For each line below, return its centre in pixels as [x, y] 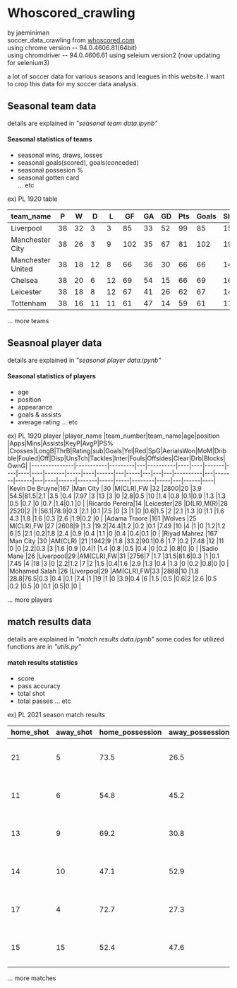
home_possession [130, 732]
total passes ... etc [44, 701]
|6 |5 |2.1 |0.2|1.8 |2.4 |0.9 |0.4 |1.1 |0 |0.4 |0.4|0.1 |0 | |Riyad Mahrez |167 [113, 533]
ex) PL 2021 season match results [56, 714]
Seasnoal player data [55, 343]
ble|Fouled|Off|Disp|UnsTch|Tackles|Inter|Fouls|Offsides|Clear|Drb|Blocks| [116, 458]
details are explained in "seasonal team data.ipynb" [83, 123]
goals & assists [39, 414]
